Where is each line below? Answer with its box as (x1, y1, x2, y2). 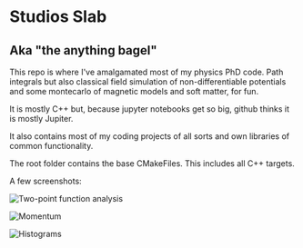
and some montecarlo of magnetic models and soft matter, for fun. (9, 86, 259, 96)
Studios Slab (9, 6, 107, 27)
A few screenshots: (9, 175, 82, 186)
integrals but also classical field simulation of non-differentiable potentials (9, 76, 287, 87)
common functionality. (9, 141, 94, 151)
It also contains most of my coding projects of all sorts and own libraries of (9, 131, 289, 142)
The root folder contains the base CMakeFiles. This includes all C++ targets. (9, 158, 296, 169)
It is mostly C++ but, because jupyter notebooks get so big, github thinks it (9, 104, 289, 114)
